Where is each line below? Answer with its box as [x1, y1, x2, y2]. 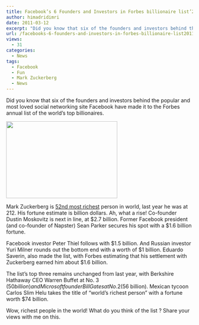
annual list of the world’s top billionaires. [6, 109, 105, 116]
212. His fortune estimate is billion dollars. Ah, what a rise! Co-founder [6, 209, 177, 216]
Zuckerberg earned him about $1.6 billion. [6, 259, 108, 266]
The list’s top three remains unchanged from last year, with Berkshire [6, 270, 174, 277]
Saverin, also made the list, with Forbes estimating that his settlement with [6, 253, 188, 259]
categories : [6, 48, 36, 53]
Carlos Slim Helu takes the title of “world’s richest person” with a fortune [6, 289, 183, 296]
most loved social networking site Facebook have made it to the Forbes [6, 103, 180, 110]
